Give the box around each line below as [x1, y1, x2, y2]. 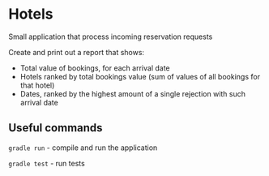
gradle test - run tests [8, 158, 85, 168]
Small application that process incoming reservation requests [8, 32, 213, 41]
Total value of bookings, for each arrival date [19, 62, 170, 73]
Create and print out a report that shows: [8, 47, 144, 57]
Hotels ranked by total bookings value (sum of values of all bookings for [19, 71, 261, 81]
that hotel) [19, 80, 55, 90]
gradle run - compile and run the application [8, 143, 158, 152]
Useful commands [8, 121, 103, 135]
